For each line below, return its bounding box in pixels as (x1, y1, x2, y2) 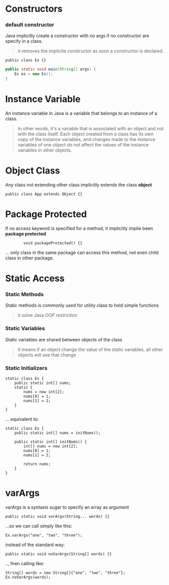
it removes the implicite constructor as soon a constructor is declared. (17, 48, 164, 54)
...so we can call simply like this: (5, 522, 72, 529)
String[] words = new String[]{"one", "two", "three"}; (5, 570, 125, 575)
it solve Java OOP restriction (17, 312, 77, 318)
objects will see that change (17, 352, 76, 358)
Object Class (5, 165, 60, 177)
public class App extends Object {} (5, 191, 82, 196)
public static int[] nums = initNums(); (14, 430, 101, 435)
